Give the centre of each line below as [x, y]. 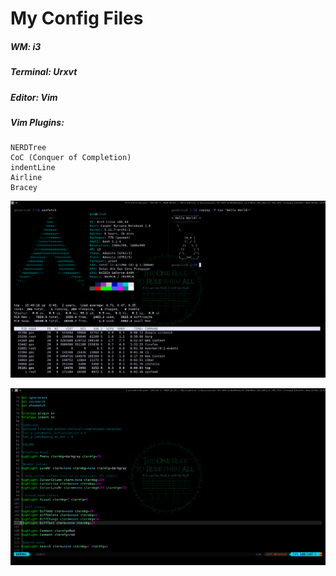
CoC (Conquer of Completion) [71, 158]
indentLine [33, 168]
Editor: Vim [34, 97]
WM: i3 [26, 46]
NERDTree [28, 148]
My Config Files [77, 18]
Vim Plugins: [37, 122]
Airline [26, 178]
